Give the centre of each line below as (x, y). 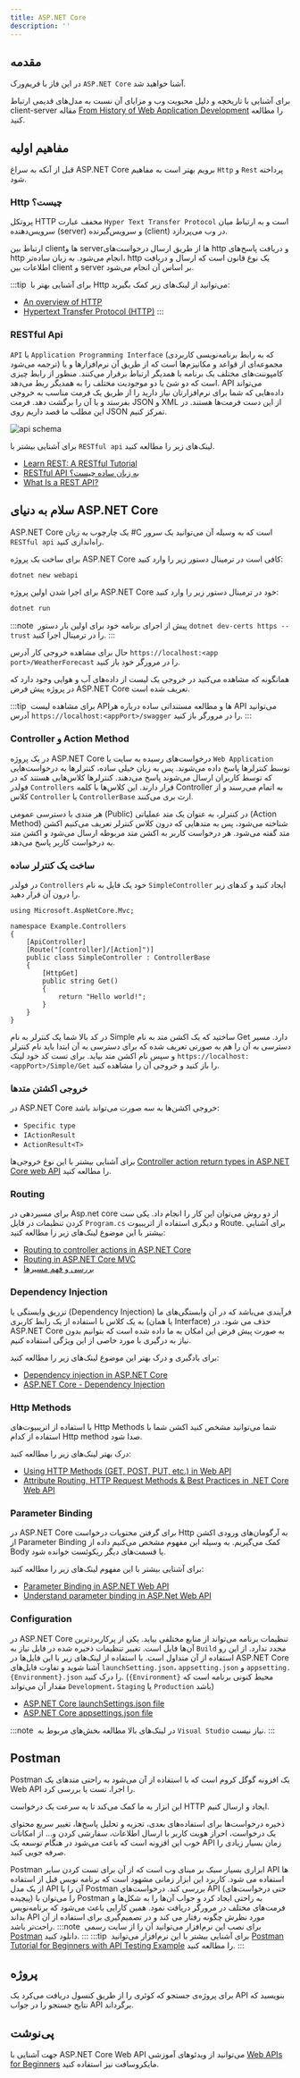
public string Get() (80, 981)
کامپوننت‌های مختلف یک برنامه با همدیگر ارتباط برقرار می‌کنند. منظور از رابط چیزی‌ (147, 373)
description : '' (40, 26)
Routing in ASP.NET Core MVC (79, 1259)
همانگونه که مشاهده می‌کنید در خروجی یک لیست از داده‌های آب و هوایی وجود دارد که (150, 680)
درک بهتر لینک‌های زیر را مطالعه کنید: (71, 1454)
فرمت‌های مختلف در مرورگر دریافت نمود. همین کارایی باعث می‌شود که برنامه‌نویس (148, 1908)
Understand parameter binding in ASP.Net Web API (117, 1596)
